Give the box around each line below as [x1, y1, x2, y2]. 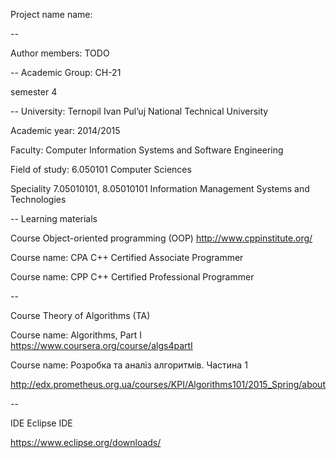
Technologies [10, 194, 67, 205]
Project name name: [10, 9, 93, 20]
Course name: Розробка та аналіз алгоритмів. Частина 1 [10, 359, 248, 371]
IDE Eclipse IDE [10, 417, 73, 429]
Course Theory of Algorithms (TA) [10, 310, 151, 321]
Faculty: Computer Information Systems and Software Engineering [10, 144, 284, 156]
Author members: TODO [10, 47, 110, 59]
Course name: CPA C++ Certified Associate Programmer [10, 252, 244, 263]
